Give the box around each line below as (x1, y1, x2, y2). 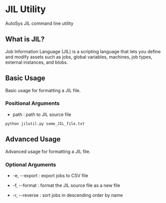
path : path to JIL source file (12, 111, 72, 117)
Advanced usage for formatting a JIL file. (5, 148, 91, 154)
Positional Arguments (5, 100, 60, 107)
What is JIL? (5, 35, 45, 44)
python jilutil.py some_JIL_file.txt (5, 121, 85, 126)
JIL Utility (5, 4, 46, 15)
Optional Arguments (5, 161, 57, 168)
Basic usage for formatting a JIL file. (5, 87, 81, 93)
